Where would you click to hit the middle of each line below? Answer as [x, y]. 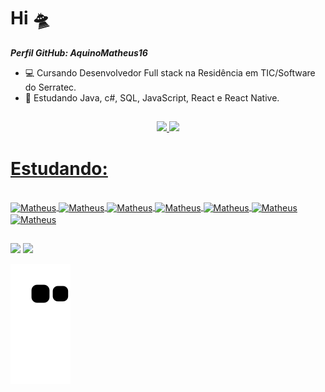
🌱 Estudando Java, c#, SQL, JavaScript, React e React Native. [152, 97]
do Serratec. [50, 87]
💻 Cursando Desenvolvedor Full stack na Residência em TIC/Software [170, 72]
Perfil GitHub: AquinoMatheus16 [79, 52]
